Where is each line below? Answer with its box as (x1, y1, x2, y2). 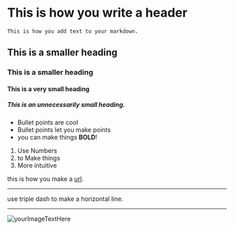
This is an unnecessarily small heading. (7, 101, 125, 109)
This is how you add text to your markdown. (7, 28, 139, 35)
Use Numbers (17, 146, 58, 154)
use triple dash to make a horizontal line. (7, 195, 124, 203)
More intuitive (17, 161, 57, 170)
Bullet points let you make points (17, 125, 111, 133)
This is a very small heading (7, 85, 90, 93)
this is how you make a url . (7, 174, 84, 183)
